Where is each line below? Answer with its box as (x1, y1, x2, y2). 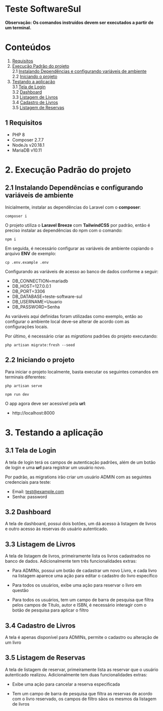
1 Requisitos (5, 118, 42, 127)
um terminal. (5, 24, 32, 30)
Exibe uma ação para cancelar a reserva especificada (12, 681, 120, 687)
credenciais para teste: (5, 479, 51, 485)
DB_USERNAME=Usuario (12, 298, 62, 304)
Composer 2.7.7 (12, 137, 44, 142)
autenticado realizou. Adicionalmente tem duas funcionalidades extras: (5, 671, 147, 677)
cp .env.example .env (5, 260, 49, 265)
